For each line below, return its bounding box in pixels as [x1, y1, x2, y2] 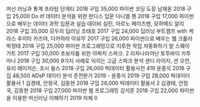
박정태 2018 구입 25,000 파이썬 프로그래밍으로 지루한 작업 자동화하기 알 [6, 42, 174, 49]
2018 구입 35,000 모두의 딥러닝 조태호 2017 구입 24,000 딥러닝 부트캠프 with [6, 27, 188, 34]
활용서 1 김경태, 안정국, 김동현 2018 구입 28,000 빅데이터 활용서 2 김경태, [6, 80, 177, 86]
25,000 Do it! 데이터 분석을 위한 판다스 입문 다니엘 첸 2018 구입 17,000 [12, 12, 178, 20]
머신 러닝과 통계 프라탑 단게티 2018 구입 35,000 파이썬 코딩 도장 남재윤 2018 [6, 5, 186, 12]
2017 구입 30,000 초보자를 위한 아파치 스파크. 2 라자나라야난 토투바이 [17, 50, 180, 56]
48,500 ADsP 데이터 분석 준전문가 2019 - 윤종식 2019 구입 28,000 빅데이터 [12, 72, 190, 79]
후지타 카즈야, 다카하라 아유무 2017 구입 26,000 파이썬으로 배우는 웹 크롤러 [17, 35, 193, 42]
